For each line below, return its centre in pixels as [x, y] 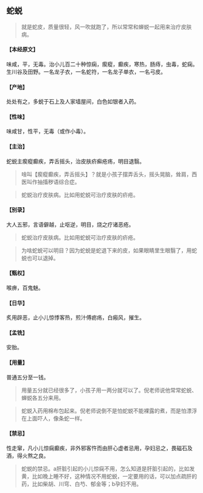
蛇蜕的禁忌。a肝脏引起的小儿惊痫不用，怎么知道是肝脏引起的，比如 [105, 469]
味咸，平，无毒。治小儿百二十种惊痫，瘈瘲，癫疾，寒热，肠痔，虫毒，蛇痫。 [102, 64]
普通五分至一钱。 [28, 377]
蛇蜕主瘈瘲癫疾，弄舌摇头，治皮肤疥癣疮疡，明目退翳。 [75, 161]
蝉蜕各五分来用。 [43, 397]
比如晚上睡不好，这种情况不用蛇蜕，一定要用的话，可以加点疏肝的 [115, 476]
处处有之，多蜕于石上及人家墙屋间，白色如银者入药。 [73, 102]
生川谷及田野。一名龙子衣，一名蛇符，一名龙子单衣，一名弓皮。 [86, 72]
